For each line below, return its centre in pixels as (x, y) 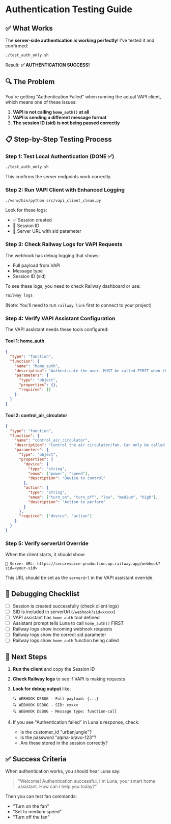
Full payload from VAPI (37, 265)
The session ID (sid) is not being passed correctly (66, 123)
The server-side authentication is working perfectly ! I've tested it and (80, 40)
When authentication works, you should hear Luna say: (63, 771)
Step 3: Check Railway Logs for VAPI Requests (64, 244)
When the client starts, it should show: (45, 555)
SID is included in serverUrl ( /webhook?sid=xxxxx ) (64, 612)
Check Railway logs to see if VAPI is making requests (69, 679)
